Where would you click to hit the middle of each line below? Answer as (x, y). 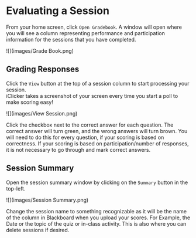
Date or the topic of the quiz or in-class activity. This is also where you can (96, 223)
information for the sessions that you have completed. (71, 39)
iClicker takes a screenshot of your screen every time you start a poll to (92, 96)
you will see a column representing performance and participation (85, 33)
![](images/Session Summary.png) (47, 200)
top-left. (16, 188)
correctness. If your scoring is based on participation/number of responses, (97, 143)
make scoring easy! (30, 102)
